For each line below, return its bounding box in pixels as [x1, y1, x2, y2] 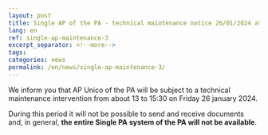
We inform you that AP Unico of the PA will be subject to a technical [8, 85, 231, 94]
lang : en [8, 26, 37, 34]
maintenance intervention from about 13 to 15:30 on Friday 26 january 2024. [8, 93, 258, 103]
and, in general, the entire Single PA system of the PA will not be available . [8, 117, 258, 127]
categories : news [8, 56, 66, 64]
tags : [8, 48, 26, 56]
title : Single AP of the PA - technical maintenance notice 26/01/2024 [8, 19, 251, 27]
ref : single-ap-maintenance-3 [8, 33, 109, 42]
